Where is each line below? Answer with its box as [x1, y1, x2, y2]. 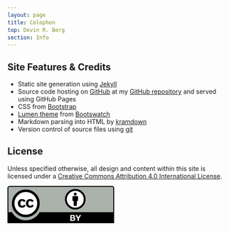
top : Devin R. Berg [7, 26, 65, 33]
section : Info [7, 34, 50, 41]
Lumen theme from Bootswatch [17, 110, 110, 118]
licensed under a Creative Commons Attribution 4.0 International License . [7, 171, 223, 180]
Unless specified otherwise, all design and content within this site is [7, 164, 206, 173]
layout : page [7, 11, 46, 18]
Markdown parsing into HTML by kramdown [17, 118, 147, 126]
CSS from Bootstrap [17, 103, 77, 111]
